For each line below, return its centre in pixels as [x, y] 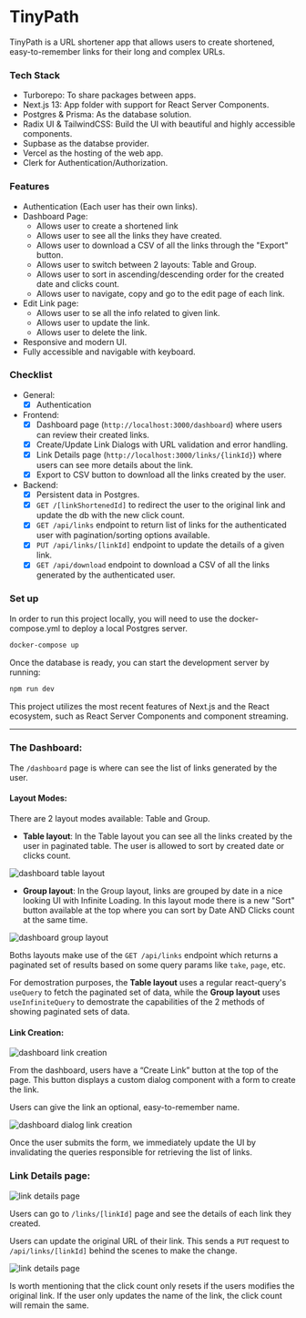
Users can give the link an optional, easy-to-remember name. [124, 1108]
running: [25, 672]
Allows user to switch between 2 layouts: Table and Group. [146, 264]
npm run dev [32, 689]
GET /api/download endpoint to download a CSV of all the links [153, 565]
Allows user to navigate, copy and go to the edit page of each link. [160, 293]
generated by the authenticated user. [106, 575]
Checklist [31, 375]
